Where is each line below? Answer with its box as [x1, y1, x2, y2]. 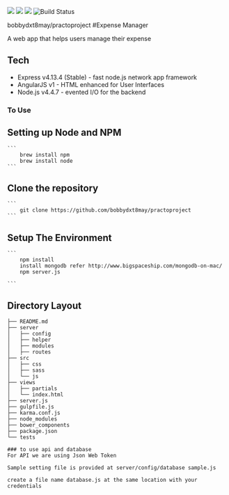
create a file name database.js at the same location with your [7, 476, 198, 483]
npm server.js [19, 269, 61, 276]
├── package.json [7, 427, 58, 434]
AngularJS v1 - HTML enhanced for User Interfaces [17, 80, 165, 88]
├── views [7, 379, 36, 386]
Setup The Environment [7, 232, 112, 244]
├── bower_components [7, 421, 70, 428]
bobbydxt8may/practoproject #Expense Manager [7, 21, 148, 29]
